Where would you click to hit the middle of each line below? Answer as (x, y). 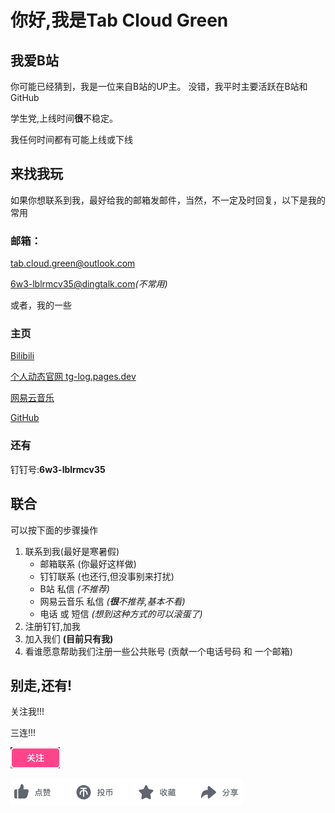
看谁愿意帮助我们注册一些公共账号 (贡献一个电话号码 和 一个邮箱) (158, 651)
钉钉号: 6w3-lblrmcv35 (58, 469)
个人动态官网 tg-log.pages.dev (73, 377)
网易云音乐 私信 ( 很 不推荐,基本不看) (112, 601)
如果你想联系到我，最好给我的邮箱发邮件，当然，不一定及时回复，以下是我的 (168, 200)
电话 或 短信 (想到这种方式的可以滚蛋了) (121, 613)
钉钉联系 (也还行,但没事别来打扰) (107, 576)
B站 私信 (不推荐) (74, 588)
